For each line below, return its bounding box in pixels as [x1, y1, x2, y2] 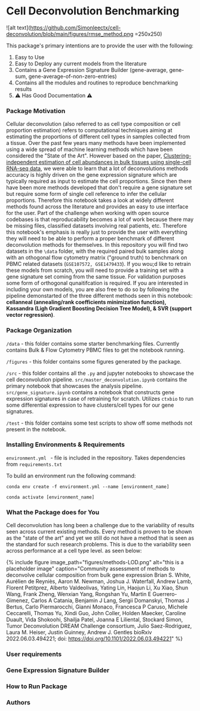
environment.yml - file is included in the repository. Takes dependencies [6, 454, 186, 461]
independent [6, 159, 38, 166]
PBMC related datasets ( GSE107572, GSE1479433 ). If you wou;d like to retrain [6, 261, 191, 268]
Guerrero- [152, 591, 177, 598]
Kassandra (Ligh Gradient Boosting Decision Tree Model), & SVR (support [6, 305, 192, 312]
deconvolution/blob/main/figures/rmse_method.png [6, 30, 134, 37]
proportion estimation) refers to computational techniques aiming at [6, 127, 173, 134]
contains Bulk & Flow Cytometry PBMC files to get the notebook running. [6, 346, 185, 353]
